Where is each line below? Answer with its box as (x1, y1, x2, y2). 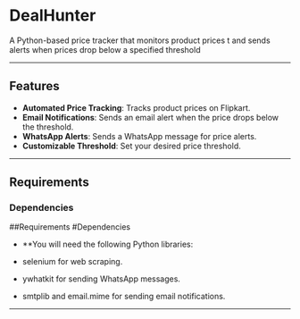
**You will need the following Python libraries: (21, 239, 194, 250)
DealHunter (9, 5, 96, 26)
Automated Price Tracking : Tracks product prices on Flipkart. (21, 102, 251, 113)
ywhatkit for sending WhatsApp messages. (21, 273, 181, 284)
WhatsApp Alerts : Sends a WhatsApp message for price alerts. (21, 130, 257, 141)
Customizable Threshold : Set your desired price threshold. (21, 140, 241, 151)
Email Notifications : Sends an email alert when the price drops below (21, 112, 279, 122)
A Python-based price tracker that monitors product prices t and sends (9, 35, 271, 46)
